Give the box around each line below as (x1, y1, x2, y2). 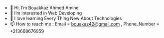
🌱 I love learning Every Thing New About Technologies (9, 15, 122, 21)
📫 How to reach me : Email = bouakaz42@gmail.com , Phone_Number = (9, 21, 160, 27)
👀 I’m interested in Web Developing (9, 10, 82, 16)
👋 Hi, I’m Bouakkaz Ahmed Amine (9, 5, 79, 10)
